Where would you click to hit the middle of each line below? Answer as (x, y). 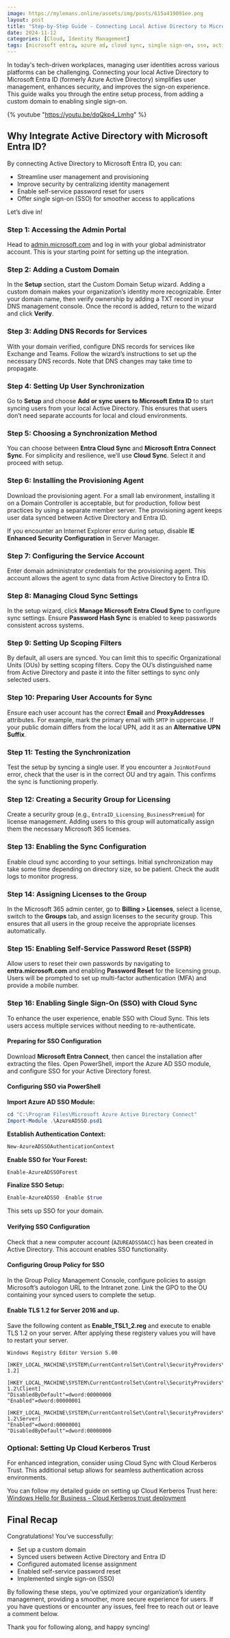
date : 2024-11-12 (32, 33)
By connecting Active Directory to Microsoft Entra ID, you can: (95, 163)
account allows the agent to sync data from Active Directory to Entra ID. (108, 578)
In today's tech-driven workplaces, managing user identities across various (113, 65)
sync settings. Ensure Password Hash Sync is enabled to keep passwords (112, 618)
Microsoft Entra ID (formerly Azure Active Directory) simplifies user (102, 79)
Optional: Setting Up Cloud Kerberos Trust (79, 1448)
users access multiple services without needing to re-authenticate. (101, 1025)
